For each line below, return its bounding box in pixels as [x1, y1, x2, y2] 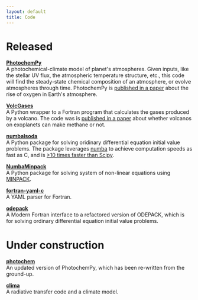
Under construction [6, 238, 105, 252]
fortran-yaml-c [6, 187, 44, 194]
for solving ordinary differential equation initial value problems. [6, 218, 158, 225]
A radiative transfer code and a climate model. [6, 288, 119, 295]
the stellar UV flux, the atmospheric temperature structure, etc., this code [6, 72, 185, 79]
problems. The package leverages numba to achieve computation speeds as [6, 145, 193, 152]
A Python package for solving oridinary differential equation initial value [6, 139, 180, 146]
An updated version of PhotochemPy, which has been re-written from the [6, 264, 185, 272]
